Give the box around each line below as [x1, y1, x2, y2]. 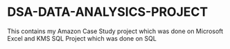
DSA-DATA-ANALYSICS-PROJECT [7, 4, 209, 20]
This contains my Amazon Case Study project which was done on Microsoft [7, 27, 224, 35]
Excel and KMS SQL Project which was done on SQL [7, 34, 157, 42]
